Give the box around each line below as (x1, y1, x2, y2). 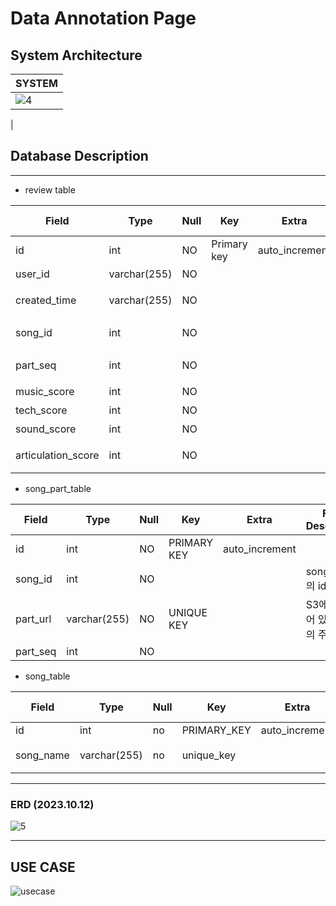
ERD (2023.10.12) (10, 797, 95, 811)
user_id (15, 267, 50, 281)
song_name (15, 748, 70, 762)
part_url (15, 612, 52, 626)
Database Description (10, 148, 149, 165)
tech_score (15, 403, 68, 417)
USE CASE (10, 858, 76, 876)
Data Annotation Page (10, 7, 197, 30)
